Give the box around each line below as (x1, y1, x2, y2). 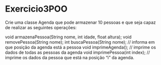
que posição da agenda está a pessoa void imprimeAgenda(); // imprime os (5, 44, 156, 50)
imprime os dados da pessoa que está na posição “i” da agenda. (5, 54, 135, 60)
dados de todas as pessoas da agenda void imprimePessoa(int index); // (5, 49, 150, 55)
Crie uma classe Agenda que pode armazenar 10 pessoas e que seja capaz (5, 19, 156, 25)
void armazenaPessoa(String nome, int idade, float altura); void (5, 34, 132, 40)
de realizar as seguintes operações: (5, 24, 77, 30)
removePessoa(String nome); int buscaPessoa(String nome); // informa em (5, 39, 155, 45)
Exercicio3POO (5, 3, 68, 15)
